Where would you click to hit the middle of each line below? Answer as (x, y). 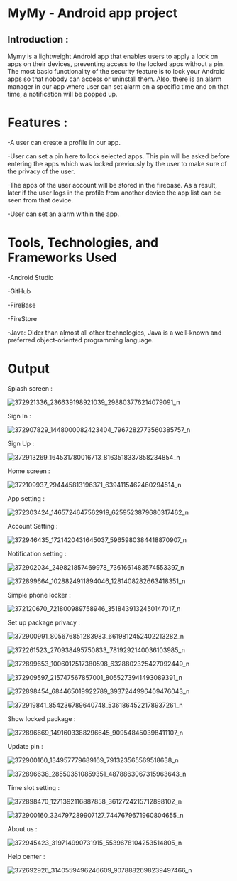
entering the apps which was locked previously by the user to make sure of (117, 163)
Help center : (26, 856)
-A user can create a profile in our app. (64, 142)
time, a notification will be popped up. (62, 94)
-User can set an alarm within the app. (64, 214)
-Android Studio (31, 277)
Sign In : (20, 416)
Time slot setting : (34, 787)
